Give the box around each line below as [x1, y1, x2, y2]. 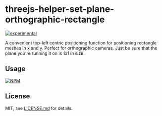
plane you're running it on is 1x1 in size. [5, 50, 85, 56]
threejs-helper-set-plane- [5, 3, 114, 15]
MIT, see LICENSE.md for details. [5, 105, 73, 111]
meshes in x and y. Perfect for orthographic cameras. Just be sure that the [5, 45, 158, 51]
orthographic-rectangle [5, 14, 105, 25]
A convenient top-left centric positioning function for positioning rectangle [5, 39, 157, 45]
